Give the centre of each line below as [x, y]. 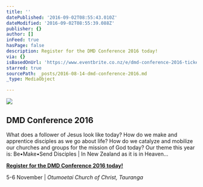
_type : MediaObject [31, 79]
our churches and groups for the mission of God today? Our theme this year [101, 147]
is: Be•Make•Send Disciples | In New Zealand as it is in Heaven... [87, 154]
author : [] [20, 34]
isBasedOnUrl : [24, 62]
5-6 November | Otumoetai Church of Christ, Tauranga [75, 177]
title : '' [19, 12]
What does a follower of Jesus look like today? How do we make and [92, 135]
